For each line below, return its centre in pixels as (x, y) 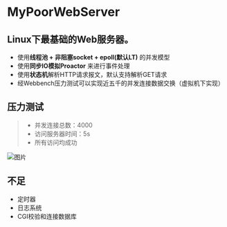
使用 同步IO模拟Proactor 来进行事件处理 (73, 66)
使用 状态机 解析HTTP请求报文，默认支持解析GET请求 (92, 74)
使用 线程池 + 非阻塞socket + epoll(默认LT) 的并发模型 (93, 57)
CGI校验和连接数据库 (47, 216)
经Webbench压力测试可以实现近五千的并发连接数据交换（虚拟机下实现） (120, 83)
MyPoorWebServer (64, 12)
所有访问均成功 (56, 142)
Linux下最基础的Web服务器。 (70, 39)
